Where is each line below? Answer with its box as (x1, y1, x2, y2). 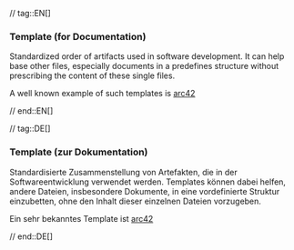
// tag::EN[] (9, 8, 52, 18)
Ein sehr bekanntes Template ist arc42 (9, 213, 154, 224)
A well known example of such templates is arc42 (9, 88, 196, 99)
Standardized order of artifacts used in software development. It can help (9, 51, 285, 62)
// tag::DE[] (9, 123, 51, 135)
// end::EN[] (9, 105, 54, 116)
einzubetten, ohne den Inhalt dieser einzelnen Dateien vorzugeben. (9, 195, 262, 206)
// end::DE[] (9, 231, 53, 242)
